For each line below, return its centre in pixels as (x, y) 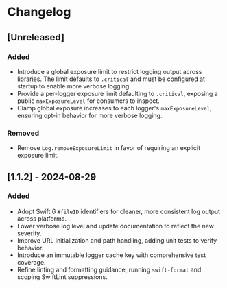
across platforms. (42, 218)
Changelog (39, 12)
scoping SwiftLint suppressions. (62, 277)
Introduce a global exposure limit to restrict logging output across (109, 71)
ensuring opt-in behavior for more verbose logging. (89, 115)
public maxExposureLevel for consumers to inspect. (88, 101)
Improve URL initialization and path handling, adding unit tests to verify (117, 240)
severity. (29, 233)
